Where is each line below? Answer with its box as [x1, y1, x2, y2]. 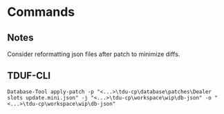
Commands [7, 4, 75, 20]
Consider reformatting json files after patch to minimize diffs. [7, 50, 180, 58]
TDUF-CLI [7, 70, 51, 82]
